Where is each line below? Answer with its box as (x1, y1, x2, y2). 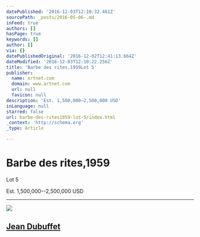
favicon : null (11, 92, 46, 98)
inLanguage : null (6, 103, 49, 109)
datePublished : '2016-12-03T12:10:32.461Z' (6, 8, 116, 15)
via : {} (6, 48, 26, 54)
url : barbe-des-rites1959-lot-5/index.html (6, 114, 116, 120)
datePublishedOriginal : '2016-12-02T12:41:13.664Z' (6, 53, 137, 59)
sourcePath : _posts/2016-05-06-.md (6, 14, 95, 20)
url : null (11, 87, 36, 93)
